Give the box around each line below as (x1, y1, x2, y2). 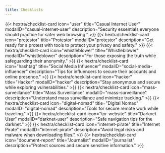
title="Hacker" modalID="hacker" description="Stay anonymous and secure (5, 79, 161, 85)
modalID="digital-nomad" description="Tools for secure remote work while (5, 105, 159, 111)
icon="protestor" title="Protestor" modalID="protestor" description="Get (5, 37, 154, 43)
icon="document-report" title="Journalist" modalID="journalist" (5, 137, 135, 143)
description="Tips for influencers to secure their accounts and (29, 68, 157, 75)
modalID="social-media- (102, 63, 153, 69)
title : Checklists (5, 7, 43, 12)
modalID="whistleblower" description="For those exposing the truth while (5, 53, 156, 59)
